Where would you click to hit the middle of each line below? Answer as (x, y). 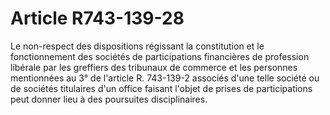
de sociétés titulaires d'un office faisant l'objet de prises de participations (161, 88)
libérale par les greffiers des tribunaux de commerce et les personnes (154, 67)
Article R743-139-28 (97, 18)
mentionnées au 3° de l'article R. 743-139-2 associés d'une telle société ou (165, 78)
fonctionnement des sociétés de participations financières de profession (160, 56)
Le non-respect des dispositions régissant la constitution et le (137, 46)
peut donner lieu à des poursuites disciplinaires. (109, 99)
